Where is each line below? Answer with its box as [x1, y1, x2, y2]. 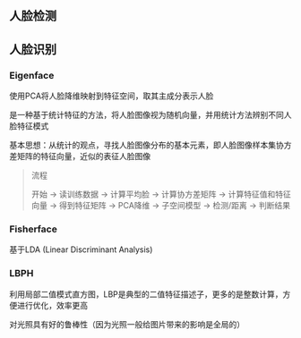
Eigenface [9, 69, 55, 81]
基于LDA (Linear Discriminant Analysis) [9, 244, 153, 255]
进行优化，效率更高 [16, 300, 88, 310]
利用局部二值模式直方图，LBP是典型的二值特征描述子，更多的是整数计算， [9, 289, 284, 300]
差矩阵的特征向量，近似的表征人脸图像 [9, 151, 150, 162]
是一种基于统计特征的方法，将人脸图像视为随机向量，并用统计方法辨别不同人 [9, 110, 292, 121]
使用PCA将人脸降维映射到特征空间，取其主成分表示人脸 [9, 90, 214, 101]
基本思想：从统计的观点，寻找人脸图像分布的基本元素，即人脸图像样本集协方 [9, 139, 292, 150]
